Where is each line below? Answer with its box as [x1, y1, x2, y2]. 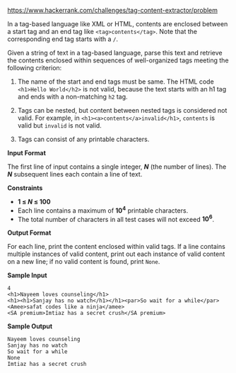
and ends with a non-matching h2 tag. [17, 92, 129, 101]
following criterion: [7, 64, 62, 72]
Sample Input [7, 271, 47, 279]
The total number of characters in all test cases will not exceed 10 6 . [17, 213, 215, 223]
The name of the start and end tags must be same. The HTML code [17, 77, 214, 86]
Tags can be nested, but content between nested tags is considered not [17, 106, 228, 114]
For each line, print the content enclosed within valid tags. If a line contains [7, 243, 226, 251]
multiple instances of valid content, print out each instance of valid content [7, 250, 225, 258]
